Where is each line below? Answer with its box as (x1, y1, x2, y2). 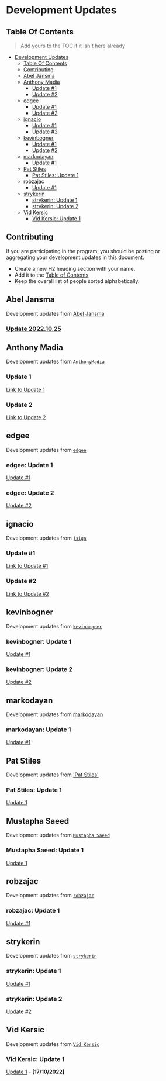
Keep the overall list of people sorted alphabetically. (14, 277, 140, 284)
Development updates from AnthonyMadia (6, 358, 105, 365)
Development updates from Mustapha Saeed (6, 831, 110, 839)
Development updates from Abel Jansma (6, 310, 105, 317)
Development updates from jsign (6, 534, 87, 541)
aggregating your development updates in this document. (6, 254, 144, 261)
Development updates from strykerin (6, 952, 97, 959)
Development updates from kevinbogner (6, 623, 102, 630)
